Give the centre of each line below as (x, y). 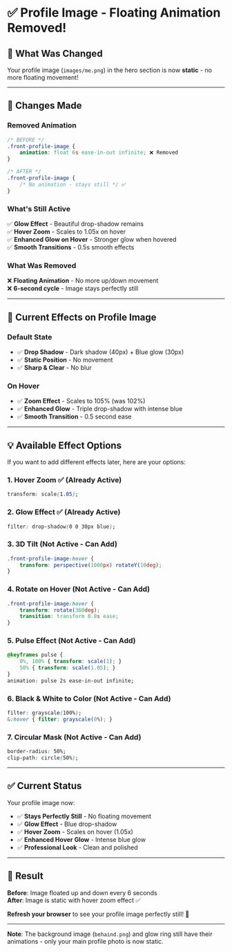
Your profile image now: (41, 802)
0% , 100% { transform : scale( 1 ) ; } (71, 662)
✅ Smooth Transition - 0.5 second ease (74, 416)
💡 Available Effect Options (65, 445)
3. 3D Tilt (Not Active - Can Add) (62, 544)
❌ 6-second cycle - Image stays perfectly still (73, 288)
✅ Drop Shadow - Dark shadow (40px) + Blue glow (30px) (100, 352)
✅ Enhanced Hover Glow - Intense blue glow (81, 839)
